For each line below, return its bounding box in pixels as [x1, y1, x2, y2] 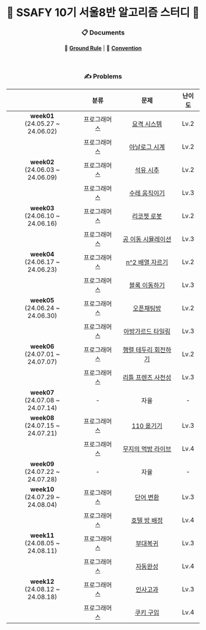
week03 [30, 203, 55, 212]
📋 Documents [81, 28, 125, 37]
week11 [30, 531, 55, 540]
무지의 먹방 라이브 [122, 444, 172, 453]
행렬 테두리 [122, 345, 153, 354]
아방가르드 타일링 [123, 327, 170, 336]
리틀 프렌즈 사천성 [122, 373, 172, 382]
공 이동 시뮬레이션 [122, 235, 172, 243]
